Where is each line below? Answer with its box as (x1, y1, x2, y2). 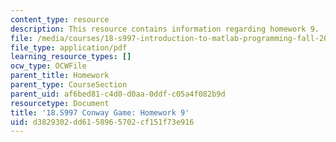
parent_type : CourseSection (10, 80, 128, 90)
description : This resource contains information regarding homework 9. (10, 24, 320, 34)
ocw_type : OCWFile (10, 61, 87, 71)
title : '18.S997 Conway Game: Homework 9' (10, 107, 190, 118)
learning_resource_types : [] (10, 52, 132, 62)
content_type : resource (10, 14, 110, 25)
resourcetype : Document (10, 98, 110, 108)
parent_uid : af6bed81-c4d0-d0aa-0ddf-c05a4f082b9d (10, 89, 226, 99)
